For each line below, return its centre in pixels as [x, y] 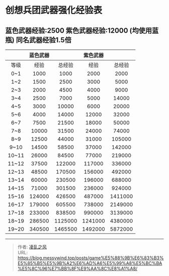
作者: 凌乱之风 [32, 247]
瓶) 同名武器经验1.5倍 [38, 40]
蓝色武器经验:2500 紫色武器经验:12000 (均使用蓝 [82, 30]
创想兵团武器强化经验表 [54, 10]
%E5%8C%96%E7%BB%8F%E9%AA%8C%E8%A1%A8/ [77, 268]
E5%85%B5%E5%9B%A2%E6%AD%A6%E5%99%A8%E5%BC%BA [90, 263]
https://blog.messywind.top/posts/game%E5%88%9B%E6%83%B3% [91, 258]
